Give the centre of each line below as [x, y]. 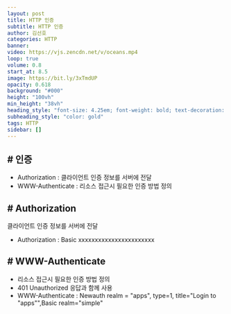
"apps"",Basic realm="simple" [60, 303]
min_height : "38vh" [35, 104]
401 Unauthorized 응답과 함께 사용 [65, 288]
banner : [18, 46]
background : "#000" [35, 91]
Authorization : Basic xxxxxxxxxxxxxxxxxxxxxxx [86, 239]
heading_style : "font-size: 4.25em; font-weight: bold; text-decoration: [116, 110]
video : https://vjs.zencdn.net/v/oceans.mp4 [72, 53]
